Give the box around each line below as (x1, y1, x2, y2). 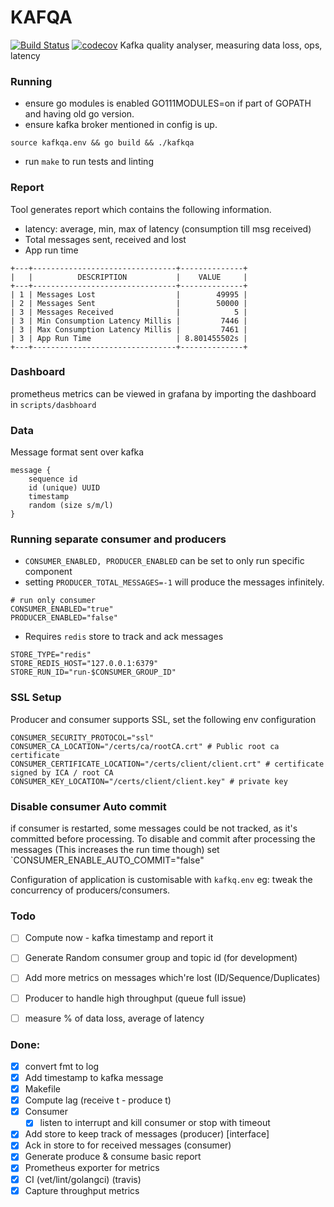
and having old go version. (24, 108, 135, 120)
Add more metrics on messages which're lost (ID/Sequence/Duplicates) (24, 972, 321, 984)
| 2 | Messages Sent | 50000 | (10, 298, 248, 308)
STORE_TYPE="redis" (10, 650, 92, 660)
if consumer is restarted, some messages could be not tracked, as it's (10, 822, 298, 835)
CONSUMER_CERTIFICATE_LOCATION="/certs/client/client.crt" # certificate (10, 759, 325, 769)
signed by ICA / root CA (10, 767, 114, 778)
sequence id (28, 474, 78, 485)
